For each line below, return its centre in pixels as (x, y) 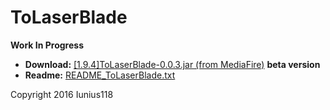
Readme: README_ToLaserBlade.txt (100, 75)
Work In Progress (47, 45)
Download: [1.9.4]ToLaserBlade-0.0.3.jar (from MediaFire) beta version (172, 64)
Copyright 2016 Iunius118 (62, 94)
